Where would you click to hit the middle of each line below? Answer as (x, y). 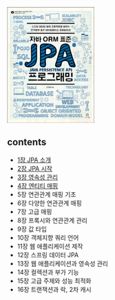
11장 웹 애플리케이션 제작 (50, 246)
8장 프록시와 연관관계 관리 (52, 220)
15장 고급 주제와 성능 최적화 (54, 281)
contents (27, 142)
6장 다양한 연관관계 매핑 (50, 203)
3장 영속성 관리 (38, 177)
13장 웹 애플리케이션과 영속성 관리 (63, 263)
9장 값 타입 (32, 229)
